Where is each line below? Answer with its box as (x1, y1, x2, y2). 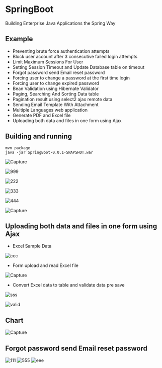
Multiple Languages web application (12, 107, 88, 113)
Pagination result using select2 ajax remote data (12, 96, 113, 102)
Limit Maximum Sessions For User (12, 59, 84, 65)
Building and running (5, 132, 72, 141)
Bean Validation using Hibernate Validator (12, 85, 99, 91)
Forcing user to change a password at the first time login (12, 74, 130, 81)
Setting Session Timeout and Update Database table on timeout (12, 64, 145, 70)
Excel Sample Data (12, 243, 52, 249)
